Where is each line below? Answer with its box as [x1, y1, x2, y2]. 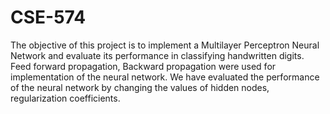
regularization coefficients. [10, 92, 121, 104]
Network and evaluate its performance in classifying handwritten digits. [10, 49, 305, 61]
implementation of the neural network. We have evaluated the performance [10, 71, 320, 83]
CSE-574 [10, 6, 87, 29]
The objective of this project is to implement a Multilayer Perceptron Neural [10, 39, 320, 51]
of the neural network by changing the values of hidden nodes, [10, 81, 270, 93]
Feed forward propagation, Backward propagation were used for [10, 60, 277, 72]
